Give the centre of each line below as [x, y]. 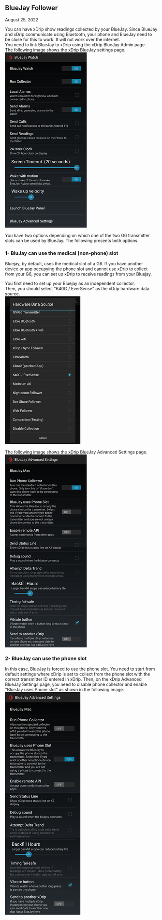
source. [13, 294]
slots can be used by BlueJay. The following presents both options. [72, 241]
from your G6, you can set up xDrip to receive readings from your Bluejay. [79, 274]
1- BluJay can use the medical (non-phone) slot [62, 253]
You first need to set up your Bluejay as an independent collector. [70, 283]
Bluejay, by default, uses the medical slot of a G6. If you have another [74, 264]
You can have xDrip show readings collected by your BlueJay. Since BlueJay [81, 29]
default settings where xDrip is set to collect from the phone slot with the [78, 674]
